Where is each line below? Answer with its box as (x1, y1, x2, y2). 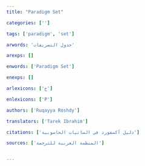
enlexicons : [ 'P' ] (6, 96, 53, 102)
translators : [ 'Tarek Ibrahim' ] (6, 118, 88, 124)
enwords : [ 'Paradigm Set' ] (6, 64, 75, 70)
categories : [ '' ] (6, 19, 50, 26)
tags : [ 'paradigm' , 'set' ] (6, 31, 75, 37)
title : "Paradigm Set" (6, 8, 64, 15)
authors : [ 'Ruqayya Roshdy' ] (6, 107, 80, 113)
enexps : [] (6, 75, 34, 81)
